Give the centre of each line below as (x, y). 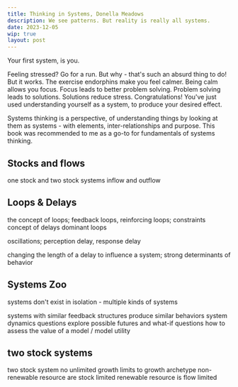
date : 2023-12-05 (33, 27)
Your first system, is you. (44, 60)
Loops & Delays (42, 203)
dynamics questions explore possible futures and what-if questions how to (116, 323)
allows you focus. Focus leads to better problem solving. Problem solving (114, 89)
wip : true (22, 34)
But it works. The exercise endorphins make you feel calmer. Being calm (113, 82)
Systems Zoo (37, 285)
